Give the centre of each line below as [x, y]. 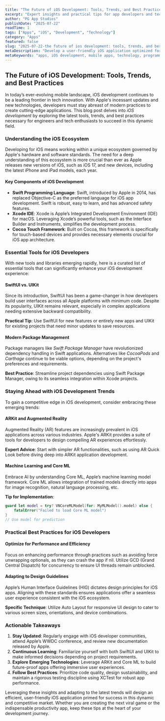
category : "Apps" [23, 37]
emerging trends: [23, 407]
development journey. [27, 714]
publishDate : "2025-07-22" [33, 23]
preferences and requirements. [36, 364]
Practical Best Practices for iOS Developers [58, 532]
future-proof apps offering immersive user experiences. [69, 667]
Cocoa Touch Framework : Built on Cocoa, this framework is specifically [85, 229]
